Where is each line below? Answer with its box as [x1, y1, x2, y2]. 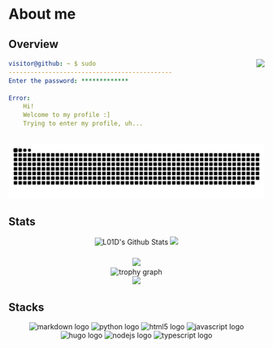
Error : [8, 94, 31, 102]
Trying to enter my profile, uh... [23, 119, 144, 128]
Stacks [8, 300, 45, 314]
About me [8, 5, 76, 24]
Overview [8, 37, 59, 51]
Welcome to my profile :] [23, 111, 111, 119]
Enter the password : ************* [8, 76, 129, 85]
